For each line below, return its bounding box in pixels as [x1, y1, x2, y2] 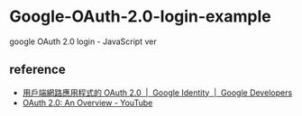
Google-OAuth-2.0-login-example [9, 6, 272, 27]
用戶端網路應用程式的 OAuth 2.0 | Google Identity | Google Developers [22, 87, 293, 98]
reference [9, 62, 66, 77]
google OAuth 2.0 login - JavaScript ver [9, 36, 157, 47]
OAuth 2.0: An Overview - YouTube [22, 97, 153, 108]
